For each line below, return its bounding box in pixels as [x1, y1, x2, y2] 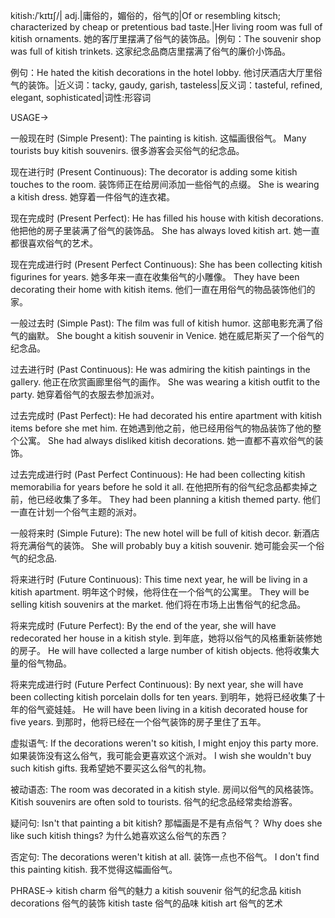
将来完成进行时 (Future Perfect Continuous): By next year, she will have [10, 679, 304, 690]
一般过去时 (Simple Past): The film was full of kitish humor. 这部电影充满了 [10, 317, 315, 329]
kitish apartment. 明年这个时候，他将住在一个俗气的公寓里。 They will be [10, 586, 310, 598]
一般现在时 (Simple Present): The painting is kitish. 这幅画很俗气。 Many [10, 132, 307, 144]
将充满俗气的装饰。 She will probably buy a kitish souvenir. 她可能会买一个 [10, 540, 317, 551]
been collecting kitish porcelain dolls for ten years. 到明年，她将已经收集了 [10, 691, 317, 703]
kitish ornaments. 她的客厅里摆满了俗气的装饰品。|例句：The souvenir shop [10, 33, 322, 44]
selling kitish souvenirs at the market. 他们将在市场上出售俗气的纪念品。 [10, 599, 307, 610]
